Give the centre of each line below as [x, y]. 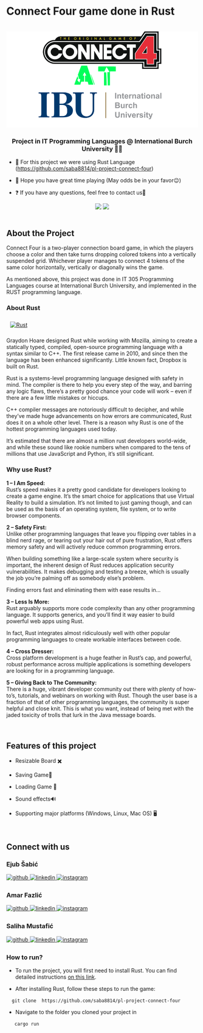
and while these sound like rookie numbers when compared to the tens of [98, 447]
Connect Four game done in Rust [91, 11]
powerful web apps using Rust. [45, 621]
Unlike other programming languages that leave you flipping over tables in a [101, 534]
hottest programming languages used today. [62, 429]
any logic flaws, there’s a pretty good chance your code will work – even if [99, 391]
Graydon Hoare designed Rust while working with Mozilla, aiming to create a [102, 340]
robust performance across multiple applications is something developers [98, 664]
